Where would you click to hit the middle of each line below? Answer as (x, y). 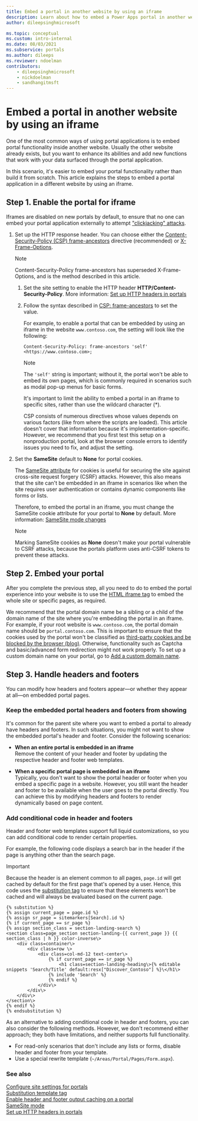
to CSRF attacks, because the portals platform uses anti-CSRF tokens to (102, 548)
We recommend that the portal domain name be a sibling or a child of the (95, 612)
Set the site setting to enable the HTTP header (80, 287)
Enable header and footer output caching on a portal (70, 1099)
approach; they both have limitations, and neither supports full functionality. (98, 1035)
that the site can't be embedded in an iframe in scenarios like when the (101, 483)
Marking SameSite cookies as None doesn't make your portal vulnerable (103, 542)
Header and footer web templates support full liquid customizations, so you (98, 831)
